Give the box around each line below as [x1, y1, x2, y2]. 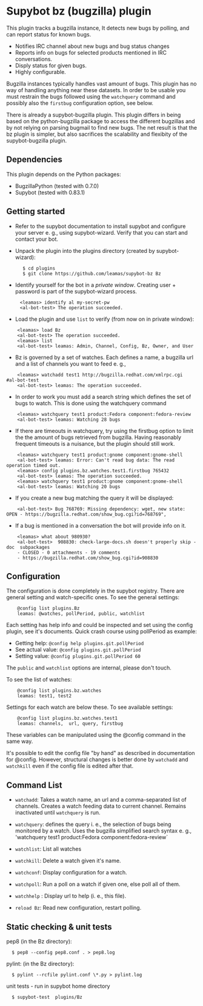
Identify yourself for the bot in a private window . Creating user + [15, 281, 176, 289]
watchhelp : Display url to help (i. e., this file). [15, 893, 126, 900]
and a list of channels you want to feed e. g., [15, 360, 126, 367]
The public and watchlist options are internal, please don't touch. [6, 664, 171, 671]
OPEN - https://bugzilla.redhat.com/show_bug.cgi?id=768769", [6, 511, 167, 517]
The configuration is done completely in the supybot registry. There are [6, 587, 185, 595]
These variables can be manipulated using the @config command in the [6, 731, 186, 739]
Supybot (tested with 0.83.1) [15, 189, 85, 196]
